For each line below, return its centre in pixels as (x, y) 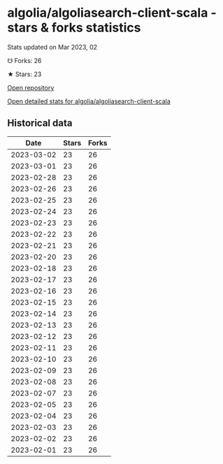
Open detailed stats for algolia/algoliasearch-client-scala (89, 101)
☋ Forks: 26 (24, 60)
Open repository (31, 87)
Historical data (40, 123)
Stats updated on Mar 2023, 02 (52, 47)
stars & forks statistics (74, 28)
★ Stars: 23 (24, 74)
